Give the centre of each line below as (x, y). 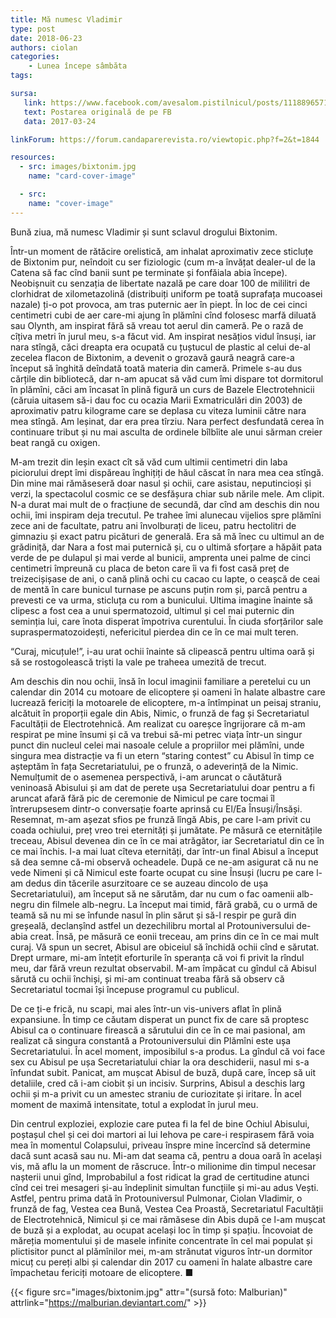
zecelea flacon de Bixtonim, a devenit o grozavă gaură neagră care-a (152, 357)
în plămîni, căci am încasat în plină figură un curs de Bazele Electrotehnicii (162, 389)
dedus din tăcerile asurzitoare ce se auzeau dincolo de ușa (147, 883)
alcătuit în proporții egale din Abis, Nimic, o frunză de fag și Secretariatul (160, 713)
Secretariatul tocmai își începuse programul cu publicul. (125, 989)
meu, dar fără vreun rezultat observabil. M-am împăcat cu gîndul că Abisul (163, 968)
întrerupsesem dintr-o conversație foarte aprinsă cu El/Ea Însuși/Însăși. (156, 808)
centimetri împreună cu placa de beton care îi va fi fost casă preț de (150, 568)
